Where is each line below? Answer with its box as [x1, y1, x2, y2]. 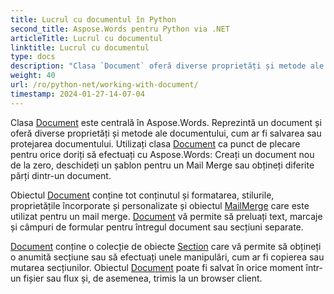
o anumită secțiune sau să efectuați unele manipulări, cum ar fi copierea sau [10, 251, 325, 263]
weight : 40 [10, 71, 56, 81]
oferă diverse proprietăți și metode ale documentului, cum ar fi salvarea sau [10, 127, 322, 139]
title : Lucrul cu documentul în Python [10, 14, 177, 25]
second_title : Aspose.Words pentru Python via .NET [10, 24, 230, 34]
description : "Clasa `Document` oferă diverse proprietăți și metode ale [10, 61, 325, 71]
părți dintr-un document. [10, 169, 112, 181]
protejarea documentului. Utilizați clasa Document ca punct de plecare [10, 137, 301, 150]
